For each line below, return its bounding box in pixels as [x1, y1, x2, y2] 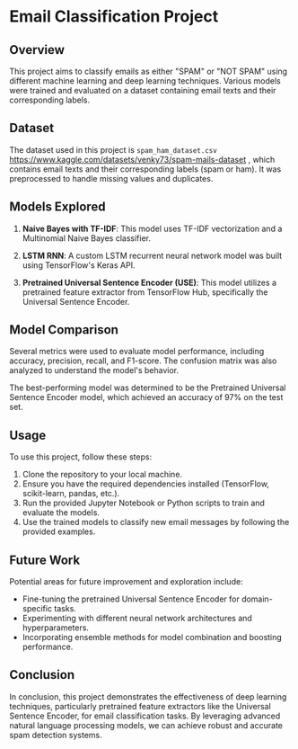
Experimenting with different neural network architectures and [22, 613, 253, 624]
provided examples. [22, 526, 96, 537]
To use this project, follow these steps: [9, 451, 153, 462]
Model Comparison [9, 322, 119, 338]
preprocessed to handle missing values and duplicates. [9, 173, 214, 183]
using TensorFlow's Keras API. [22, 259, 136, 271]
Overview [9, 42, 66, 58]
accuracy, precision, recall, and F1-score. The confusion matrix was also [9, 355, 277, 366]
